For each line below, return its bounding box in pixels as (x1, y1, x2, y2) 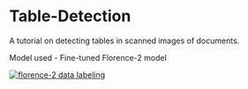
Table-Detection (9, 6, 132, 26)
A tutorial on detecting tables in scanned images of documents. (9, 35, 240, 46)
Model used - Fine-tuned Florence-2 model (9, 52, 168, 63)
